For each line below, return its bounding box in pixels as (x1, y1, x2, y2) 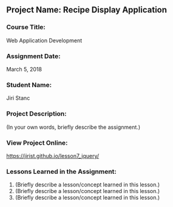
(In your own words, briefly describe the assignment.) (6, 123, 141, 131)
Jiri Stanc (6, 94, 30, 102)
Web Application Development (6, 36, 83, 44)
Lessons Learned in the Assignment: (6, 167, 117, 176)
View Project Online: (6, 139, 68, 147)
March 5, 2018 (6, 65, 42, 73)
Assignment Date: (6, 51, 61, 60)
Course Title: (6, 23, 46, 31)
